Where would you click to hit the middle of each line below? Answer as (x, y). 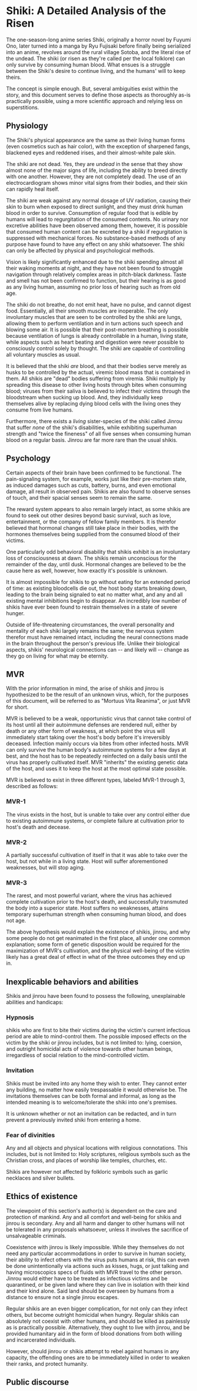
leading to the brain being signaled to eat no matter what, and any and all (95, 594)
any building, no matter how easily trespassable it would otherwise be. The (97, 1090)
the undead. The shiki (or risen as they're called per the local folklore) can (96, 58)
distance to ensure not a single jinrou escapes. (63, 1297)
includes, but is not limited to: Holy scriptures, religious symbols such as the (98, 1154)
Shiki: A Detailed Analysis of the (86, 11)
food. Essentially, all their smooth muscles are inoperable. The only (87, 311)
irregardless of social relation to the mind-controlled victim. (78, 1055)
